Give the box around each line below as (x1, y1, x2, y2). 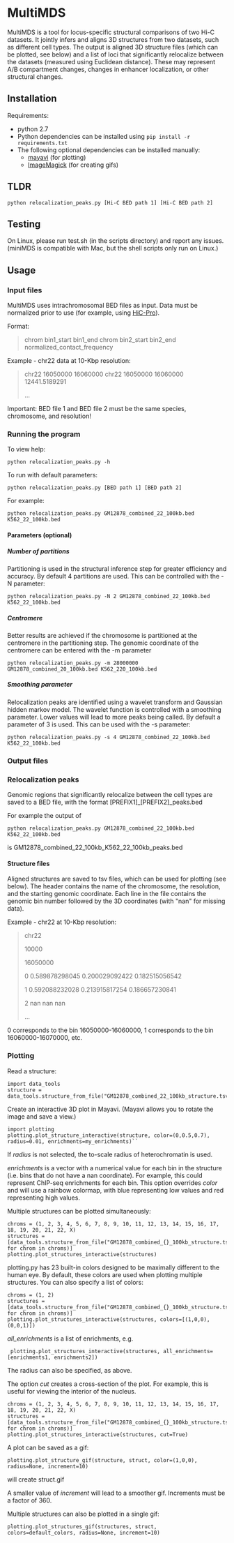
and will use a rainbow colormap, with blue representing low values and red (7, 1186, 224, 1194)
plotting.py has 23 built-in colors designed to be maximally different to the (7, 1263, 220, 1272)
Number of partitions (7, 546, 70, 556)
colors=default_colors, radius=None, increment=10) (7, 1529, 160, 1536)
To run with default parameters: (7, 471, 98, 479)
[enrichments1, (7, 1354, 52, 1361)
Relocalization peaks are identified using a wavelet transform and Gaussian (7, 698, 223, 706)
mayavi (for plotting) (27, 153, 86, 161)
